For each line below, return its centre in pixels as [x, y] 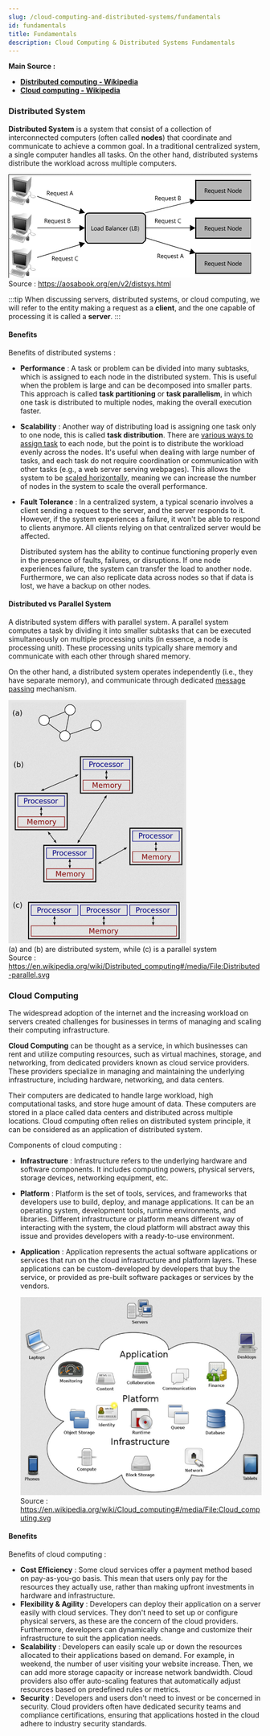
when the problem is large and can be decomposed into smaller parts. [136, 385]
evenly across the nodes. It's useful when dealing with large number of [137, 452]
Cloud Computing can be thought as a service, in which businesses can [128, 1046]
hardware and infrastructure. [67, 1595]
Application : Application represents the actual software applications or [138, 1252]
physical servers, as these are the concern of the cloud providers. [129, 1621]
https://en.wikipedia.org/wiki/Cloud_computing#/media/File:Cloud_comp [140, 1509]
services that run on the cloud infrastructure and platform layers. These [138, 1260]
